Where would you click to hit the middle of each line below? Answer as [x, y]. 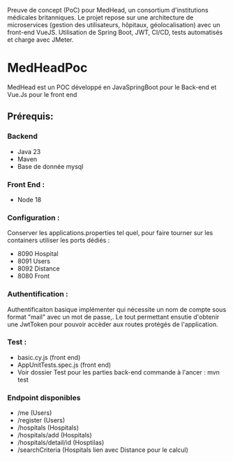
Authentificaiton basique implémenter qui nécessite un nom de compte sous [117, 309]
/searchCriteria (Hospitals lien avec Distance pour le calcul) [103, 450]
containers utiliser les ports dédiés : [59, 241]
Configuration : [33, 218]
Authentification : [38, 294]
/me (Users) [35, 413]
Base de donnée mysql [50, 166]
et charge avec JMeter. [40, 40]
